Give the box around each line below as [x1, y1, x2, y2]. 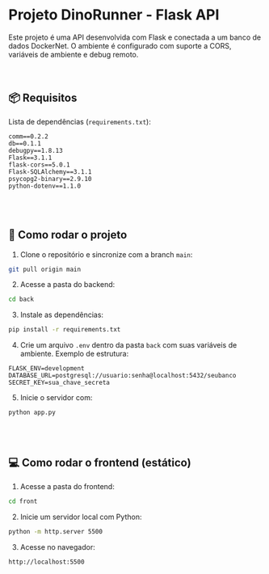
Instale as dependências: [19, 310, 103, 320]
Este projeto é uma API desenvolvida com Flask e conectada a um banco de [8, 32, 261, 42]
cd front [8, 497, 38, 505]
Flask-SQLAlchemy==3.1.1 [8, 167, 92, 175]
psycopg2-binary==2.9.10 [8, 175, 92, 183]
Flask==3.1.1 [8, 154, 53, 162]
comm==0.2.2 [8, 132, 48, 141]
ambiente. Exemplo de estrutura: [19, 349, 129, 359]
